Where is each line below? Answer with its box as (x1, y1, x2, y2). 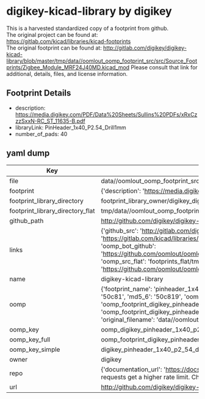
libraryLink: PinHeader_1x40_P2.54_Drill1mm (15, 124, 126, 131)
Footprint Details (6, 88, 71, 99)
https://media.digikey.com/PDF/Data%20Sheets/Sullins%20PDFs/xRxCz (15, 110, 198, 118)
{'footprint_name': (100, 284, 153, 293)
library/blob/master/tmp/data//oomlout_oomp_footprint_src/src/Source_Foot (6, 57, 198, 64)
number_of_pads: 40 (15, 130, 68, 137)
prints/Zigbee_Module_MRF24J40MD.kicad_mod (6, 63, 130, 71)
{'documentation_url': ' (100, 365, 166, 373)
